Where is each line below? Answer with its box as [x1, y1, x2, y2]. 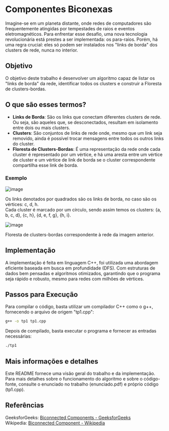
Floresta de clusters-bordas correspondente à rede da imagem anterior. [5, 231, 155, 238]
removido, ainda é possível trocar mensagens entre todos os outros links [12, 135, 164, 141]
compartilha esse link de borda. [12, 162, 78, 168]
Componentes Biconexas [5, 4, 113, 15]
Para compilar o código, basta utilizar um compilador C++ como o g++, [5, 304, 153, 310]
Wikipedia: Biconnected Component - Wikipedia [5, 420, 105, 426]
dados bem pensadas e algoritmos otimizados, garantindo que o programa [5, 270, 160, 276]
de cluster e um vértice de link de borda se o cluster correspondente [12, 156, 155, 163]
